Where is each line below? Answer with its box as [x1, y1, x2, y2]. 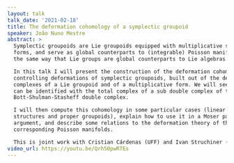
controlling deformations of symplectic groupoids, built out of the [13, 75, 219, 81]
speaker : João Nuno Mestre [7, 29, 86, 37]
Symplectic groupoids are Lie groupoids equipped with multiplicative [13, 42, 223, 49]
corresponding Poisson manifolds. [13, 126, 114, 133]
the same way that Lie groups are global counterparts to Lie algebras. [13, 56, 229, 63]
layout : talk [7, 10, 45, 17]
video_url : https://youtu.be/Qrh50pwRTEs [7, 145, 130, 152]
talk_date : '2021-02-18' [7, 17, 79, 24]
